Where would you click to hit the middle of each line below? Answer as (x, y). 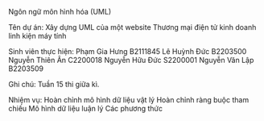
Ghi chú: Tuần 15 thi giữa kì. (54, 84)
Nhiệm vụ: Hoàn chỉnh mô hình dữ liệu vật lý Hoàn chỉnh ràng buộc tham (129, 100)
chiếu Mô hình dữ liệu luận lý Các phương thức (86, 108)
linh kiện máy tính (37, 36)
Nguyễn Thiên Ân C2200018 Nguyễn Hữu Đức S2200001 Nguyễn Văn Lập (131, 60)
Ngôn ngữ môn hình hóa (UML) (60, 12)
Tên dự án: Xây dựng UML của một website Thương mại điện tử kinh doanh (132, 27)
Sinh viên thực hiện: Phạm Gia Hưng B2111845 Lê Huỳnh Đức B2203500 (128, 51)
